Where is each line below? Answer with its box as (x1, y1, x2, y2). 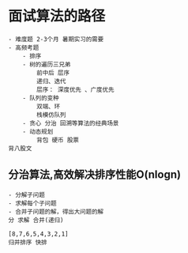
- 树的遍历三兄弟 (22, 60, 71, 68)
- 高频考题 (8, 43, 39, 51)
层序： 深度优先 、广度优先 (36, 85, 115, 93)
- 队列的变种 (22, 94, 59, 102)
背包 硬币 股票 (36, 136, 79, 144)
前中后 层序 (36, 69, 70, 77)
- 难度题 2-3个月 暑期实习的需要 (8, 35, 104, 43)
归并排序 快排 (8, 238, 47, 246)
